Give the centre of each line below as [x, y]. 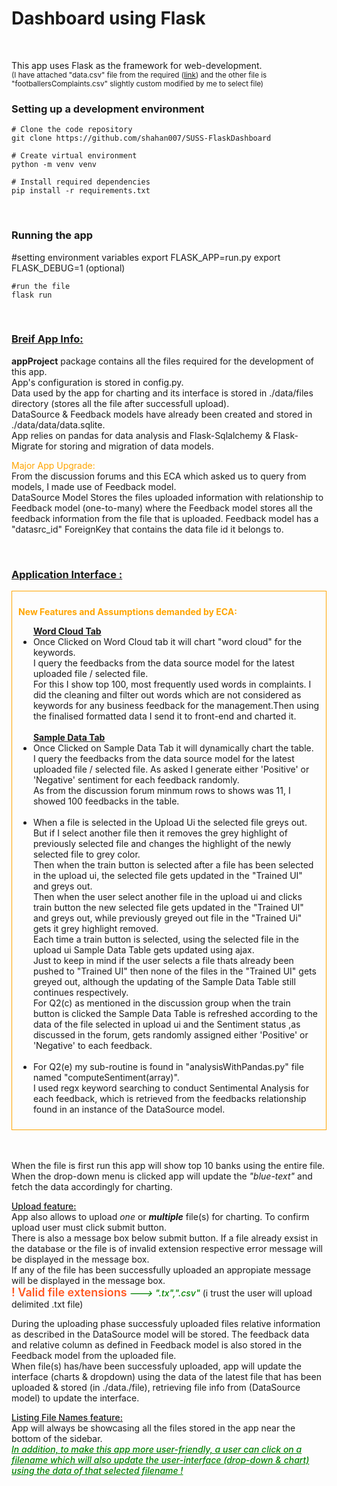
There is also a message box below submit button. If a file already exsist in [165, 1238]
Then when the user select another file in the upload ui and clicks [167, 897]
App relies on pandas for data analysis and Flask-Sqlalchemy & [141, 435]
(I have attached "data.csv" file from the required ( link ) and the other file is [139, 75]
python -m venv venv [54, 165]
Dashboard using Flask [108, 18]
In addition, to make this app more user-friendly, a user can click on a [157, 1449]
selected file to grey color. [86, 854]
